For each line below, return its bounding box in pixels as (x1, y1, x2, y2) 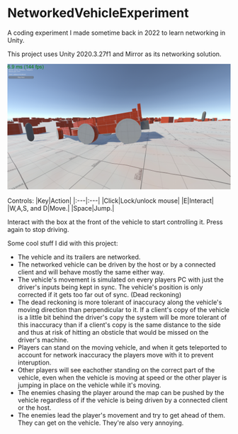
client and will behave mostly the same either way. (17, 268, 165, 277)
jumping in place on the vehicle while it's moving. (17, 381, 161, 389)
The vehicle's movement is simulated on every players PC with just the (17, 275, 225, 284)
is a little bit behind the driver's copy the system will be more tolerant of (17, 313, 227, 322)
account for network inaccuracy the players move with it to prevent (17, 351, 214, 360)
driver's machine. (17, 335, 69, 345)
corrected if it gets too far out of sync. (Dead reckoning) (17, 291, 182, 299)
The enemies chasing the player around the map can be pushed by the (17, 389, 225, 397)
